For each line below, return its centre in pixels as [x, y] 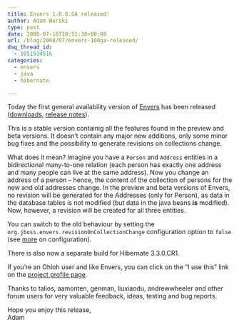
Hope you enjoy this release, [49, 310]
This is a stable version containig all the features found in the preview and [116, 129]
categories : [25, 61]
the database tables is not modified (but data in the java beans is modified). [118, 203]
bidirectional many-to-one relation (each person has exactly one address [115, 165]
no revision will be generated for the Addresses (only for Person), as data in [118, 195]
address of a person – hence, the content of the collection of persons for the [120, 180]
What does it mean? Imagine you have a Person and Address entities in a [113, 157]
